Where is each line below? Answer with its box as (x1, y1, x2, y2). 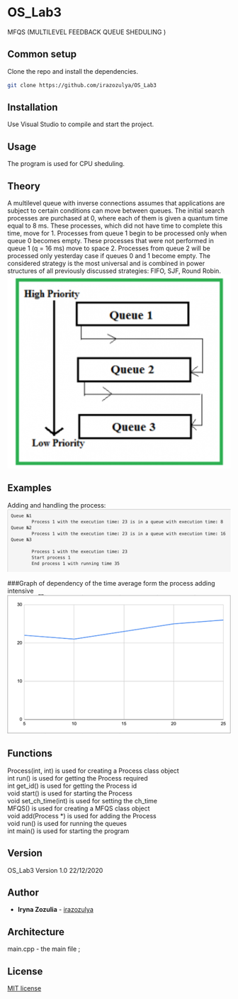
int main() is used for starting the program (7, 827, 130, 835)
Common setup (7, 48, 76, 60)
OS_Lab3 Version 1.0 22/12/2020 (7, 866, 103, 874)
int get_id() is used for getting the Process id (7, 781, 137, 790)
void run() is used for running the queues (7, 819, 127, 827)
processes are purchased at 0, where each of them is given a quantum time (7, 214, 228, 223)
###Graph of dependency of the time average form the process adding (7, 579, 215, 587)
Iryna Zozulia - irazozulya (17, 905, 93, 914)
